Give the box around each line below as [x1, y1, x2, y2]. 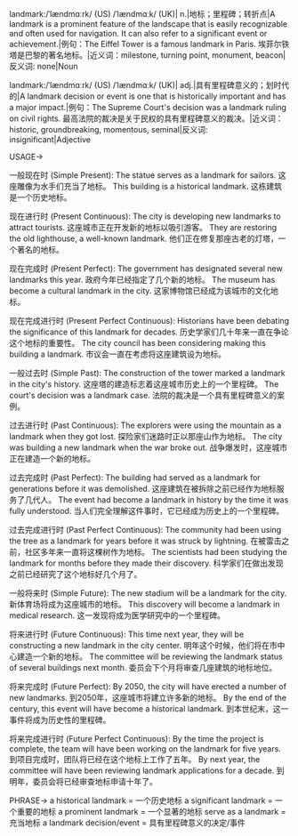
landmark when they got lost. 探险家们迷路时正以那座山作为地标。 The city [9, 431, 283, 441]
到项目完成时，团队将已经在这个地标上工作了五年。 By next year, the [9, 754, 261, 764]
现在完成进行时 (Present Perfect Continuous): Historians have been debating [9, 316, 290, 326]
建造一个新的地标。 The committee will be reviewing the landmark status [16, 651, 283, 662]
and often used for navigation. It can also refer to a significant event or [9, 28, 268, 38]
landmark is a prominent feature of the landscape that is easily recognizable [9, 19, 288, 29]
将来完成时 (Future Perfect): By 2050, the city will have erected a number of [9, 681, 287, 692]
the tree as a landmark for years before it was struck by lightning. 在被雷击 [9, 535, 282, 546]
